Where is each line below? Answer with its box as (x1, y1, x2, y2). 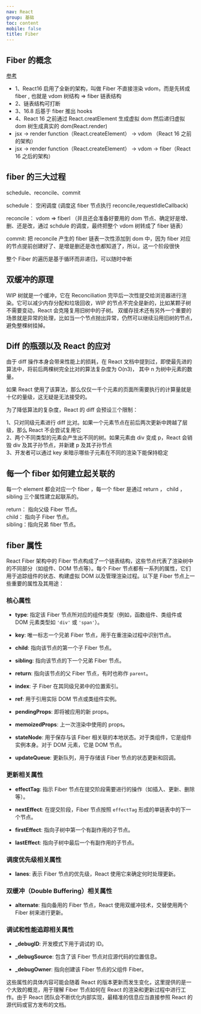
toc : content (6, 20, 39, 26)
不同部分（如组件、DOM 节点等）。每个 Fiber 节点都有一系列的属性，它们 (11, 565, 191, 572)
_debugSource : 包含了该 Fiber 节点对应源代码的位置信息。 (14, 953, 160, 960)
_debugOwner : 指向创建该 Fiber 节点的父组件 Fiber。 (14, 966, 147, 973)
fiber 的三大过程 (6, 172, 66, 182)
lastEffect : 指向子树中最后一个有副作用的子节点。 (14, 839, 138, 846)
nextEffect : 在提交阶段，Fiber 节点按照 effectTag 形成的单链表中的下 (14, 806, 186, 813)
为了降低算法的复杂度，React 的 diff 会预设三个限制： (6, 406, 139, 413)
